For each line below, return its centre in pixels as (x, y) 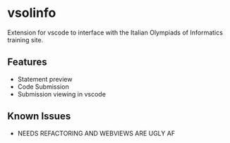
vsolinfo (32, 13)
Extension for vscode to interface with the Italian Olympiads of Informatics (115, 32)
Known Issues (39, 117)
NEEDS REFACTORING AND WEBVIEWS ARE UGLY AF (96, 133)
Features (27, 62)
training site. (25, 39)
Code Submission (43, 87)
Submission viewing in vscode (61, 94)
